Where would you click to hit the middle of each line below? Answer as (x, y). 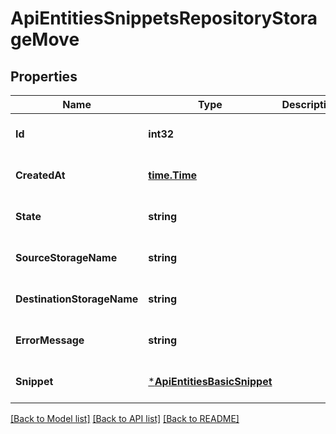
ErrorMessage (50, 340)
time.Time (173, 175)
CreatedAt (40, 175)
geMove (45, 39)
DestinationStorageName (77, 299)
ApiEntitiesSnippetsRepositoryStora (164, 18)
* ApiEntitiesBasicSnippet (210, 381)
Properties (44, 76)
